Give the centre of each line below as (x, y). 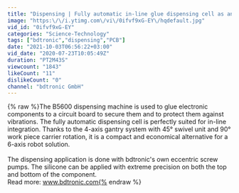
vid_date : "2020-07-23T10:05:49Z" (59, 54)
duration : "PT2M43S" (38, 60)
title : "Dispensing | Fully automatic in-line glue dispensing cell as (116, 14)
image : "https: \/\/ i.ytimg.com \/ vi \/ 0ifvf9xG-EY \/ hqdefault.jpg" (106, 21)
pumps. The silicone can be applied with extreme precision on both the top (117, 167)
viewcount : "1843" (34, 67)
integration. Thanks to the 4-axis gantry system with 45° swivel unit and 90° (119, 129)
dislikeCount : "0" (34, 80)
